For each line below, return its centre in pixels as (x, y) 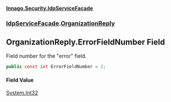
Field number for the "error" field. (46, 56)
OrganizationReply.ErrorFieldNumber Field (85, 42)
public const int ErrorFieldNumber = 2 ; (56, 67)
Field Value (20, 80)
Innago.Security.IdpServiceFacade (50, 8)
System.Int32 (22, 93)
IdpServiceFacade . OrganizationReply (61, 23)
